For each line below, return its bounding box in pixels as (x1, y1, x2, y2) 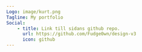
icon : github (22, 36, 56, 42)
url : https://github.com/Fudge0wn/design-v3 (22, 31, 137, 37)
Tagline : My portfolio (6, 14, 63, 20)
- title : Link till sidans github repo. (17, 25, 120, 32)
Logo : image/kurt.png (6, 8, 61, 15)
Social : (6, 20, 26, 26)
